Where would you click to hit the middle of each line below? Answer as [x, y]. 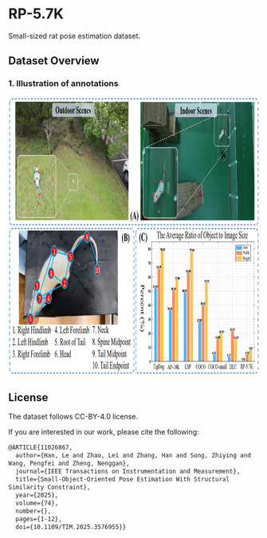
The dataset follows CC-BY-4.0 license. [73, 417]
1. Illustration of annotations [63, 84]
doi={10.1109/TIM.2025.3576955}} [71, 527]
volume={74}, [37, 503]
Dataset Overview [54, 61]
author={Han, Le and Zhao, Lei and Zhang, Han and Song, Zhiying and [133, 456]
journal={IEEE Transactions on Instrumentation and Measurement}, [128, 472]
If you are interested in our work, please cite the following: [104, 432]
